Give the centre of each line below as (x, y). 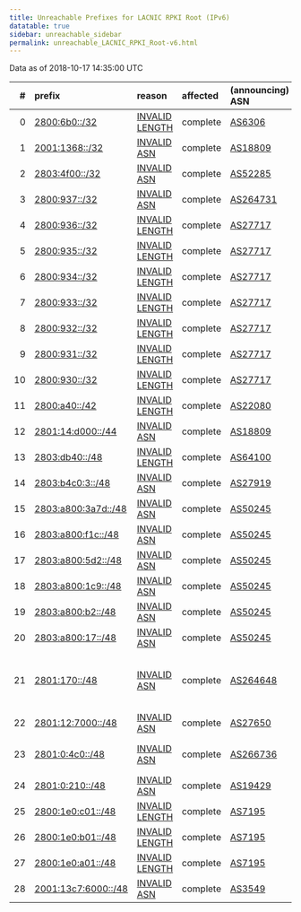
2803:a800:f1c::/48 (77, 534)
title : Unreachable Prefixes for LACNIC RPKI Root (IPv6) (120, 17)
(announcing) (259, 91)
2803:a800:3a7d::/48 (81, 509)
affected (201, 96)
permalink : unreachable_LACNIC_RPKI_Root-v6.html (104, 43)
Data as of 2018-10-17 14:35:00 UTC (76, 68)
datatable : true (39, 26)
